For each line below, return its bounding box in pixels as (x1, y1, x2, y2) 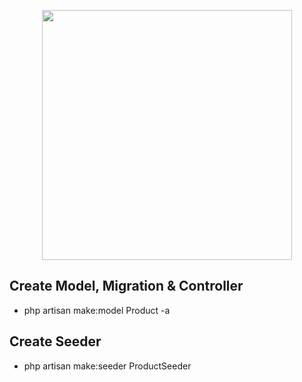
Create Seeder (9, 333, 102, 350)
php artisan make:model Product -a (23, 304, 171, 316)
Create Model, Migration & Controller (9, 278, 244, 295)
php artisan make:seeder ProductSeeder (23, 360, 192, 372)
